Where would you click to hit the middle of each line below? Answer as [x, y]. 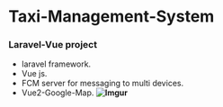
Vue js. [34, 74]
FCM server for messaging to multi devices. [103, 84]
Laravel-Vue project [53, 45]
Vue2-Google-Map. [58, 93]
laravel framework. [56, 64]
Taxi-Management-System [111, 17]
